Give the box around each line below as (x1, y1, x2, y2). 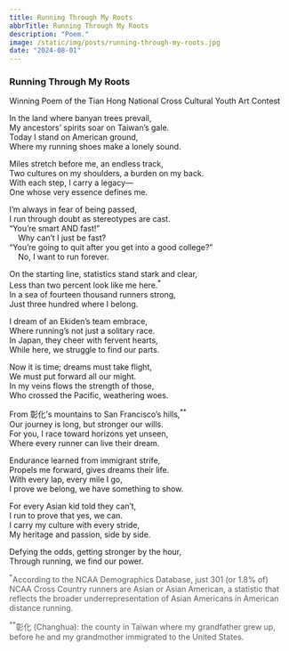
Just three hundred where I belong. (9, 299, 139, 310)
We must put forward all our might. (9, 371, 137, 382)
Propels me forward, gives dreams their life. (9, 464, 170, 475)
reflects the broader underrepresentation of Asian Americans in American (9, 593, 279, 604)
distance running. (9, 603, 74, 614)
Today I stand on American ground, (9, 132, 139, 142)
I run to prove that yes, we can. (9, 509, 123, 521)
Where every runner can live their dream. (9, 437, 160, 448)
